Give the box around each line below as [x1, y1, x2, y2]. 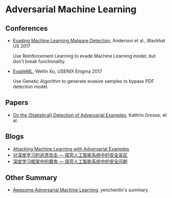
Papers [5, 98, 29, 107]
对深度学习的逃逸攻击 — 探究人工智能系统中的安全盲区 [12, 152, 128, 158]
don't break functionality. [12, 58, 66, 64]
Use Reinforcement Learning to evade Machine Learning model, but [12, 53, 156, 59]
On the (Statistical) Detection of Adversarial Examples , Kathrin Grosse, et [12, 112, 167, 118]
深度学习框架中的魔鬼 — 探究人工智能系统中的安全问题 [12, 158, 128, 164]
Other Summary [5, 173, 57, 182]
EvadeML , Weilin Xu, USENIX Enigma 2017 [12, 68, 102, 74]
